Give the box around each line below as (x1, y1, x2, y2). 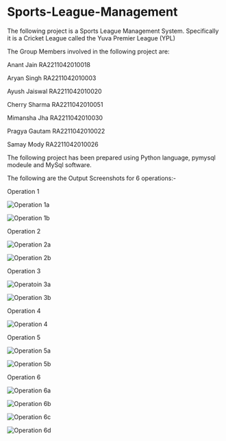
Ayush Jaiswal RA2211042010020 (7, 87, 102, 95)
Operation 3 (7, 266, 41, 275)
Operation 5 (7, 333, 41, 341)
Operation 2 (7, 227, 41, 235)
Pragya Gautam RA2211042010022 (7, 127, 105, 135)
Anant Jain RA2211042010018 (7, 60, 91, 68)
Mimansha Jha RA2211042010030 (7, 114, 103, 122)
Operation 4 (7, 306, 41, 315)
